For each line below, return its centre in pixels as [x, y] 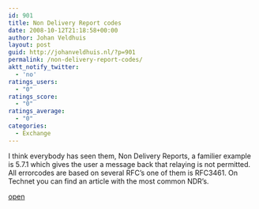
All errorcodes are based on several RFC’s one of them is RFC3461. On [123, 173]
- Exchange [33, 133]
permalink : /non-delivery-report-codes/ [76, 60]
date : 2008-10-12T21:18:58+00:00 [63, 30]
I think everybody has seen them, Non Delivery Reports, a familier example [129, 156]
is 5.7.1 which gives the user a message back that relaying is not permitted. [129, 164]
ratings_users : [33, 82]
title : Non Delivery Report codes [65, 23]
